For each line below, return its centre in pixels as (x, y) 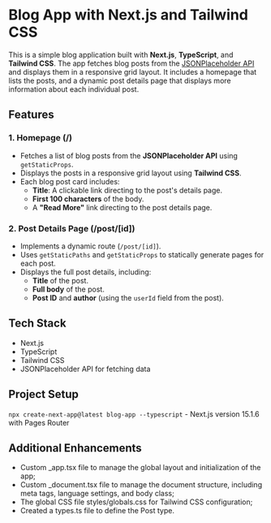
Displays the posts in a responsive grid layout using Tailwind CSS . (131, 173)
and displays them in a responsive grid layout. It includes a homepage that (133, 71)
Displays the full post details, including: (86, 272)
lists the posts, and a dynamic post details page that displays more (120, 80)
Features (31, 115)
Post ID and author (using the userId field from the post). (128, 297)
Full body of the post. (69, 289)
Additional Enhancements (75, 448)
